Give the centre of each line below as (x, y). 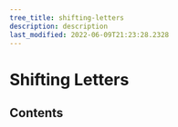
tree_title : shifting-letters (67, 18)
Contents (37, 113)
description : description (58, 26)
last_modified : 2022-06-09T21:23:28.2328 (89, 34)
